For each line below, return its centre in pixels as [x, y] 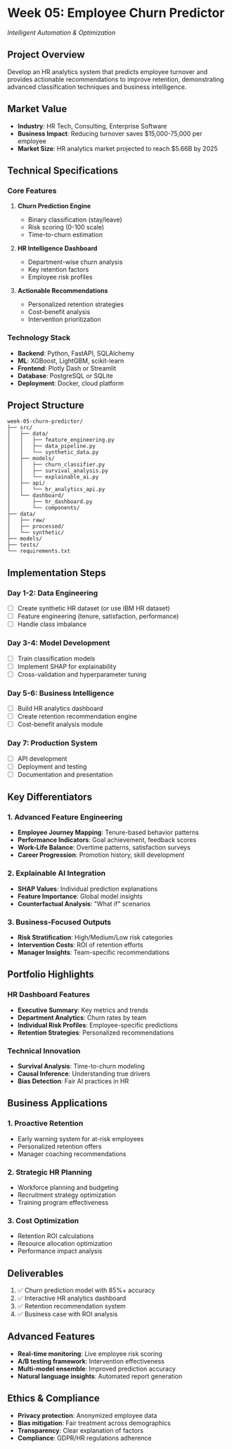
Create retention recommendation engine [77, 716]
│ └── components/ [44, 508]
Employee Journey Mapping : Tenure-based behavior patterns [108, 832]
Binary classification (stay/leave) [75, 220]
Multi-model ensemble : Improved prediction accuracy [96, 1369]
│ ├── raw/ [26, 520]
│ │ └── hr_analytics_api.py [56, 489]
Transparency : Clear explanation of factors [80, 1430]
